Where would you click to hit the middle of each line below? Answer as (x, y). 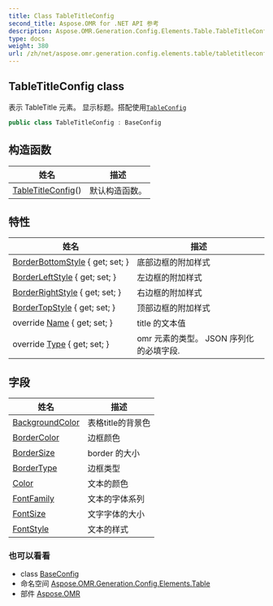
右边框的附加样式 (169, 293)
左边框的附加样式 (169, 278)
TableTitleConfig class (66, 87)
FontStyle (31, 529)
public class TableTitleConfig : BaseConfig (85, 123)
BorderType (35, 468)
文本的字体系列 (116, 499)
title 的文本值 (161, 323)
